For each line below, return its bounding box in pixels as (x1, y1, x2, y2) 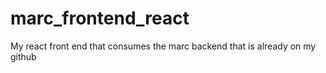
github (10, 50, 37, 62)
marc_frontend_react (10, 7, 190, 30)
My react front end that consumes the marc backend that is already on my (10, 40, 317, 52)
